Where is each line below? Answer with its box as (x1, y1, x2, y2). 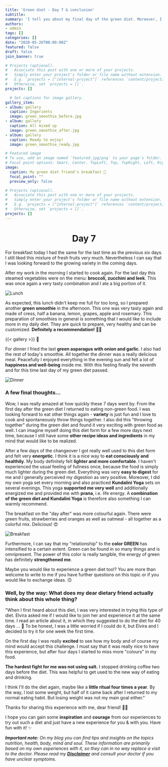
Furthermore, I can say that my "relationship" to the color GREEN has (5, 541, 147, 547)
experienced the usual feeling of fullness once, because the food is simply (5, 463, 158, 469)
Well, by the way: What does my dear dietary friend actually (5, 589, 153, 596)
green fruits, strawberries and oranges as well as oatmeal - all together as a (5, 516, 161, 522)
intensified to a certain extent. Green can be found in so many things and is (5, 546, 160, 552)
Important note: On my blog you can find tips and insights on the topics (5, 735, 154, 741)
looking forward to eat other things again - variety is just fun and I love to (5, 411, 156, 417)
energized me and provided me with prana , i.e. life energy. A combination (5, 490, 158, 496)
